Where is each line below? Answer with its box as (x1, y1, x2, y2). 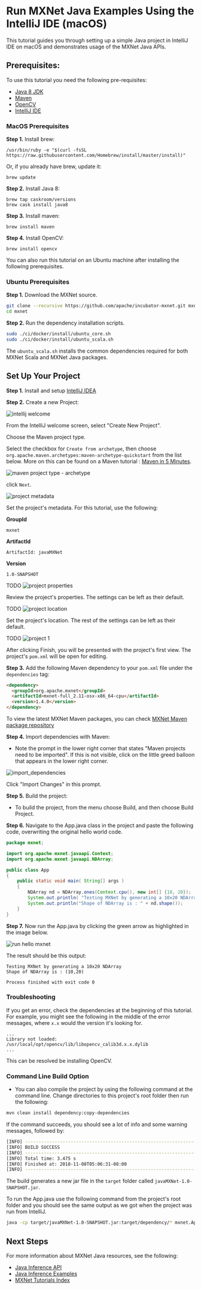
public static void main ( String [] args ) (17, 878, 124, 884)
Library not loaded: (6, 1036, 58, 1042)
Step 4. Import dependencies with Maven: (6, 733, 110, 741)
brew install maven (6, 224, 55, 230)
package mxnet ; (6, 840, 44, 846)
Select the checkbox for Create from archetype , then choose (6, 445, 157, 452)
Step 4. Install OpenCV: (6, 235, 64, 242)
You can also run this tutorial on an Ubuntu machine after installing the (6, 256, 179, 264)
